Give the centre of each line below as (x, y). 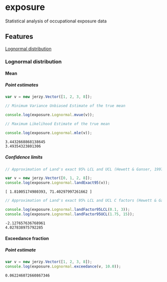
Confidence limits (24, 157)
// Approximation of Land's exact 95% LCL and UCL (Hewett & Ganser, (79, 169)
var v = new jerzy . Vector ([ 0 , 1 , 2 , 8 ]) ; (49, 178)
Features (19, 37)
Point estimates (22, 85)
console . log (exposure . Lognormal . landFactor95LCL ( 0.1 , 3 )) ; (68, 210)
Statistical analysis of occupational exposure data (56, 21)
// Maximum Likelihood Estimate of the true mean (58, 124)
